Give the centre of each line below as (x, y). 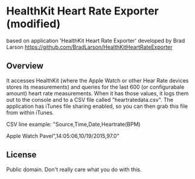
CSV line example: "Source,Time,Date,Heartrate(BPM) (73, 124)
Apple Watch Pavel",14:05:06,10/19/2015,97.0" (63, 136)
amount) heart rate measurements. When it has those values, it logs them (97, 93)
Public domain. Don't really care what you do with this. (74, 169)
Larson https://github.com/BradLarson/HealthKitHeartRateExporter (90, 47)
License (21, 155)
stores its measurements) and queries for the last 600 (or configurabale (95, 87)
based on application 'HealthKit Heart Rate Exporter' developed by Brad (96, 40)
